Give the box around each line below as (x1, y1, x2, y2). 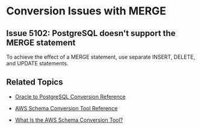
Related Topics (6, 77, 63, 88)
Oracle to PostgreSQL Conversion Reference (14, 93, 126, 100)
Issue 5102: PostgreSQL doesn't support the (6, 28, 176, 38)
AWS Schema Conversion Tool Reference (14, 104, 118, 112)
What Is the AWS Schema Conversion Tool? (14, 116, 123, 124)
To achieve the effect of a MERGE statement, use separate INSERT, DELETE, (6, 53, 196, 61)
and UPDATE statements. (6, 60, 69, 67)
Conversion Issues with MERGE (6, 4, 167, 18)
